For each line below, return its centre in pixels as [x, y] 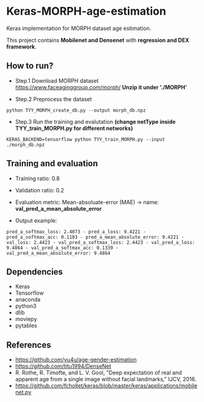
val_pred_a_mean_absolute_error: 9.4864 [59, 253]
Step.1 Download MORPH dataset [57, 80]
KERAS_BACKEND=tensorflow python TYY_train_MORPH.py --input [86, 139]
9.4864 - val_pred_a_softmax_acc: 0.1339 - [63, 248]
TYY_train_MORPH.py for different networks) [74, 128]
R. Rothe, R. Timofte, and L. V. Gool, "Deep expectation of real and [98, 373]
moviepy [26, 319]
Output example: [36, 220]
